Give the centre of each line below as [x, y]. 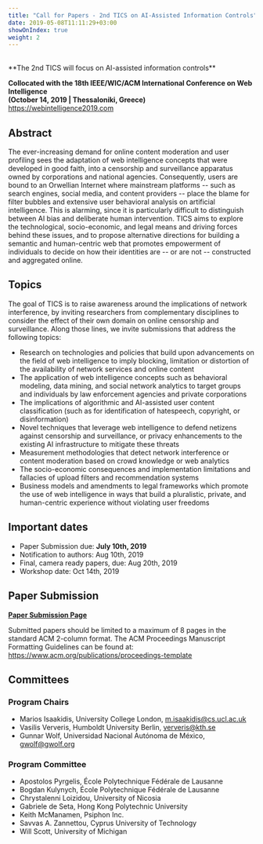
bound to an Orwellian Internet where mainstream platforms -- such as [122, 185]
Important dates [48, 527]
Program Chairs [39, 702]
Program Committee [47, 765]
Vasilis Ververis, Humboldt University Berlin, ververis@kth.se [117, 728]
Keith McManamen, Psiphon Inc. [72, 815]
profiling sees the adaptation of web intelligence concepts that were [118, 160]
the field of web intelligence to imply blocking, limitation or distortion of [134, 360]
